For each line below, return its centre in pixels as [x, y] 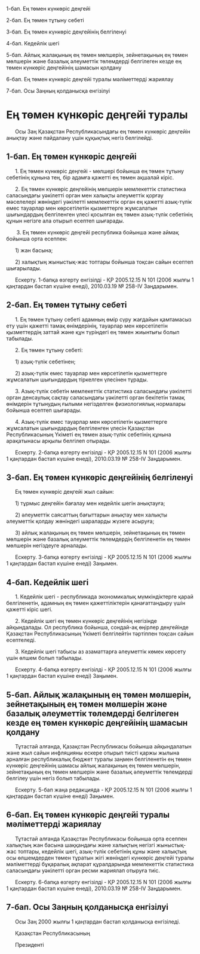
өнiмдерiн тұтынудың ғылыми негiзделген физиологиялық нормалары [96, 403]
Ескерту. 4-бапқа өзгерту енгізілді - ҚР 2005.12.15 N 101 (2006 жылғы [103, 669]
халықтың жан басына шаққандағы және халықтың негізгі [81, 845]
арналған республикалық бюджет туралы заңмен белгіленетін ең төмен [99, 759]
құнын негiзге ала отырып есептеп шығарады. [65, 221]
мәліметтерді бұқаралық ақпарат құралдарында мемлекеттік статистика [100, 864]
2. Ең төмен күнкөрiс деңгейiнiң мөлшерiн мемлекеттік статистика [100, 189]
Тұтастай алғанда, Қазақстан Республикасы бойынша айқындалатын [103, 746]
